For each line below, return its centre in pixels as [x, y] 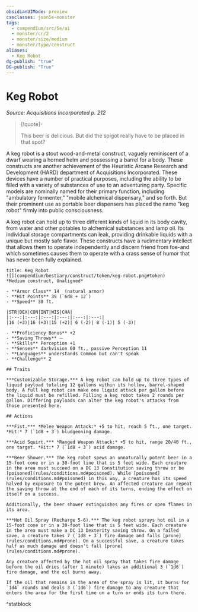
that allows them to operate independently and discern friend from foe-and [98, 247]
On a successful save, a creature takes [133, 541]
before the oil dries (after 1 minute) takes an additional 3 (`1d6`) [95, 567]
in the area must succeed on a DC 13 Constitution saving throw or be [95, 468]
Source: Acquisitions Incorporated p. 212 [56, 113]
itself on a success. [33, 494]
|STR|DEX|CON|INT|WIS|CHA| [39, 313]
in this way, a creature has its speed [137, 479]
